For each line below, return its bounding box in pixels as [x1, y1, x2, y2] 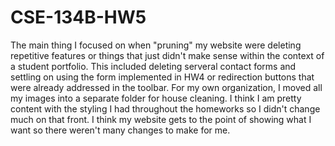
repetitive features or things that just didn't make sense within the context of [10, 49, 325, 61]
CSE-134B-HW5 [10, 6, 147, 29]
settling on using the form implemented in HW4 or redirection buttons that [10, 71, 315, 83]
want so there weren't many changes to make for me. [10, 124, 231, 136]
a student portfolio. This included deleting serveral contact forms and [10, 60, 297, 72]
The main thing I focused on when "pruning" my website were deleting [10, 39, 302, 51]
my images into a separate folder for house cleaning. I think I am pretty [10, 92, 302, 104]
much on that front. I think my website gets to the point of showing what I [10, 113, 312, 125]
